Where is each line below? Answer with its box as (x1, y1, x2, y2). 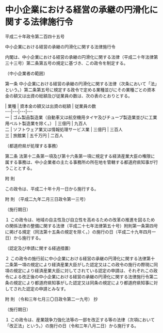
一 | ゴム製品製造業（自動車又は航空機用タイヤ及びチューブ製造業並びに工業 (5, 114, 158, 120)
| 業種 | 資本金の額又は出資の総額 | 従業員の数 (5, 103, 96, 109)
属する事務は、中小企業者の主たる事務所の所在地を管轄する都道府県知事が (5, 159, 154, 165)
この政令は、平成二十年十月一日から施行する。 (5, 186, 98, 191)
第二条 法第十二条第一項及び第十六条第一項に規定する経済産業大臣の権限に (5, 153, 155, 159)
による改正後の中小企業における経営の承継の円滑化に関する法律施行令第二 (9, 273, 158, 279)
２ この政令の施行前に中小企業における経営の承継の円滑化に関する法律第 (5, 255, 151, 261)
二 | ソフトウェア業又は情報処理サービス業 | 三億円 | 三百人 (5, 127, 123, 132)
